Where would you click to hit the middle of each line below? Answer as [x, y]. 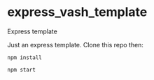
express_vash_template [77, 12]
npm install [24, 57]
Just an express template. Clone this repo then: [75, 45]
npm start [22, 70]
